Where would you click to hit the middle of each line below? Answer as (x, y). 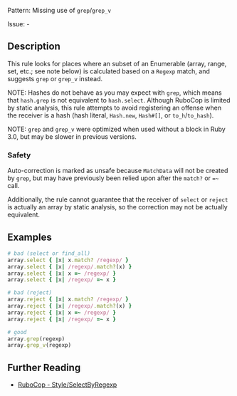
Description (34, 47)
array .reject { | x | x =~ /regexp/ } (62, 313)
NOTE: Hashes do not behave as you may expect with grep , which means (115, 93)
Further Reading (44, 367)
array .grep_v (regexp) (39, 345)
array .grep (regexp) (36, 339)
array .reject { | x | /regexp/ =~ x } (62, 319)
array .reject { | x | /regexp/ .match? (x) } (70, 306)
